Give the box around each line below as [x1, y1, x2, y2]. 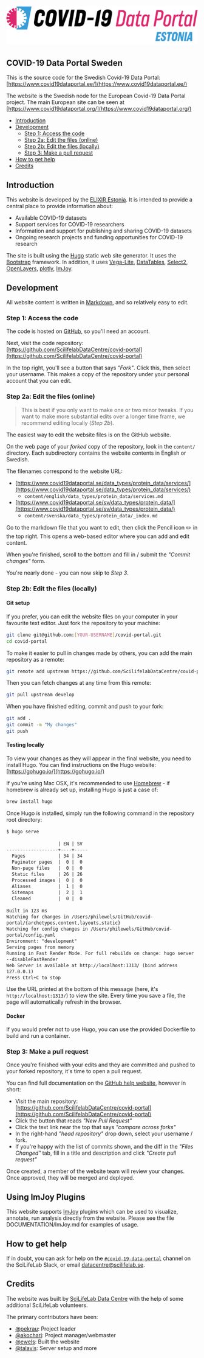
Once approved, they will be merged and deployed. [6, 1174, 135, 1181]
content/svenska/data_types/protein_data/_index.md [24, 513, 158, 519]
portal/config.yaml [6, 932, 56, 938]
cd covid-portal [6, 638, 47, 645]
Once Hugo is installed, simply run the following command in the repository [6, 810, 195, 817]
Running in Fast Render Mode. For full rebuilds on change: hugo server [6, 950, 194, 956]
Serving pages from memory [6, 944, 75, 950]
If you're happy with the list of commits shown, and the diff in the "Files [15, 1143, 194, 1150]
